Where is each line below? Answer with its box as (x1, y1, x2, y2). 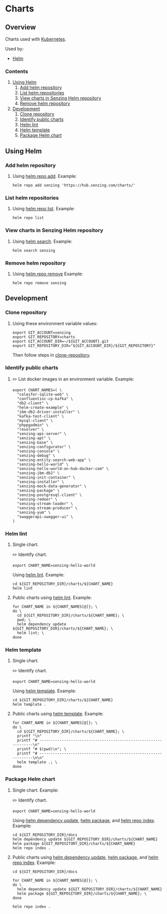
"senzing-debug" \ (17, 453, 55, 458)
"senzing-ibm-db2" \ (17, 470, 60, 475)
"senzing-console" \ (17, 449, 60, 454)
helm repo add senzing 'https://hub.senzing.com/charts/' (12, 183, 136, 188)
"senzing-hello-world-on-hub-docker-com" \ (17, 466, 109, 471)
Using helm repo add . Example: (12, 173, 77, 179)
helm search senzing (12, 248, 55, 253)
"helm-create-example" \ (17, 405, 69, 410)
